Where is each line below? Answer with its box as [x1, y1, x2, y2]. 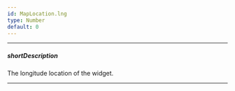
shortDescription [7, 51, 58, 59]
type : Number [7, 17, 45, 24]
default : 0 [7, 23, 39, 30]
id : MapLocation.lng [7, 10, 68, 17]
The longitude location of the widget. [7, 69, 114, 78]
